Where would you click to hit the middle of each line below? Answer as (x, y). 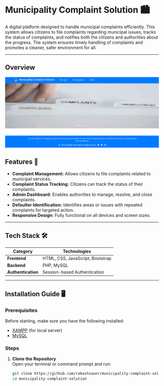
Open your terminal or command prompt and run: (61, 364)
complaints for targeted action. (43, 210)
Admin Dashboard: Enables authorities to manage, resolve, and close (82, 194)
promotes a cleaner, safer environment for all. (51, 47)
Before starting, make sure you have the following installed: (65, 321)
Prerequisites (21, 310)
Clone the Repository (34, 359)
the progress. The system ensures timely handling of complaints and (74, 42)
